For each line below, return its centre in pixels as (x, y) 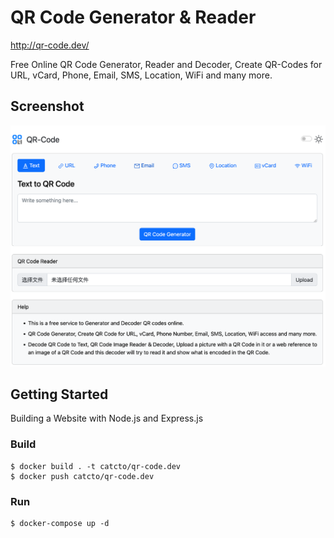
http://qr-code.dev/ (50, 45)
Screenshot (47, 106)
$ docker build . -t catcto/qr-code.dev (96, 466)
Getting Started (59, 394)
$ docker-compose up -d (60, 523)
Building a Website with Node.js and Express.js (107, 418)
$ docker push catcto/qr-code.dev (82, 476)
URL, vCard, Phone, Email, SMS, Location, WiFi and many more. (141, 75)
